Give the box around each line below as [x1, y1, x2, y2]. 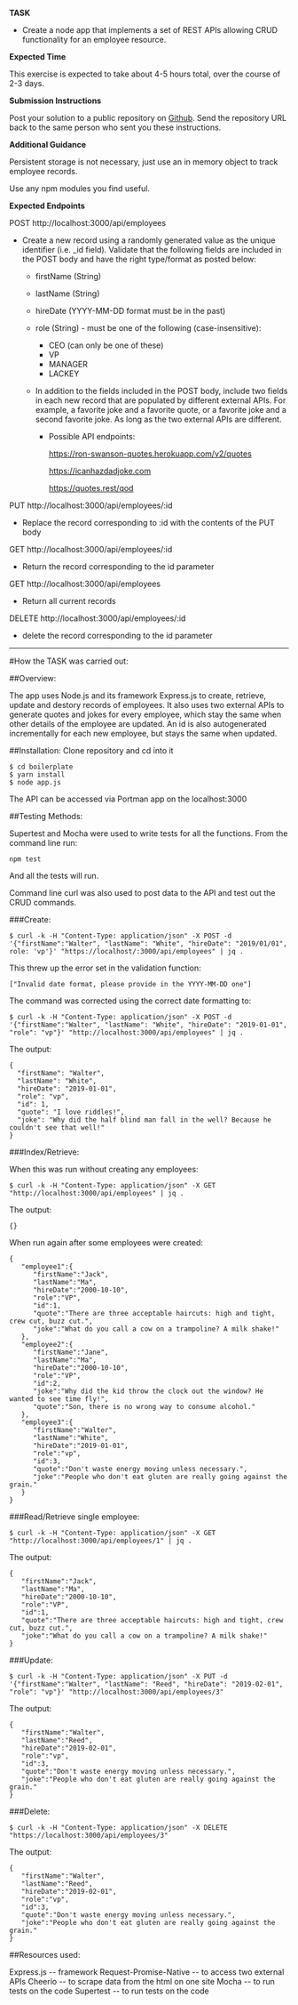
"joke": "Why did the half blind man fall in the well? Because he [17, 1115, 272, 1124]
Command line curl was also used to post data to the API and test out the [9, 888, 276, 898]
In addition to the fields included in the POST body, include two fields [35, 386, 288, 396]
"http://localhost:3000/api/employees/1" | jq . [9, 1536, 192, 1545]
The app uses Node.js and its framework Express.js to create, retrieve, [9, 690, 267, 701]
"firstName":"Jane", [32, 1348, 109, 1357]
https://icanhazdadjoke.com [48, 466, 152, 476]
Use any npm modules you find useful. [9, 183, 151, 194]
